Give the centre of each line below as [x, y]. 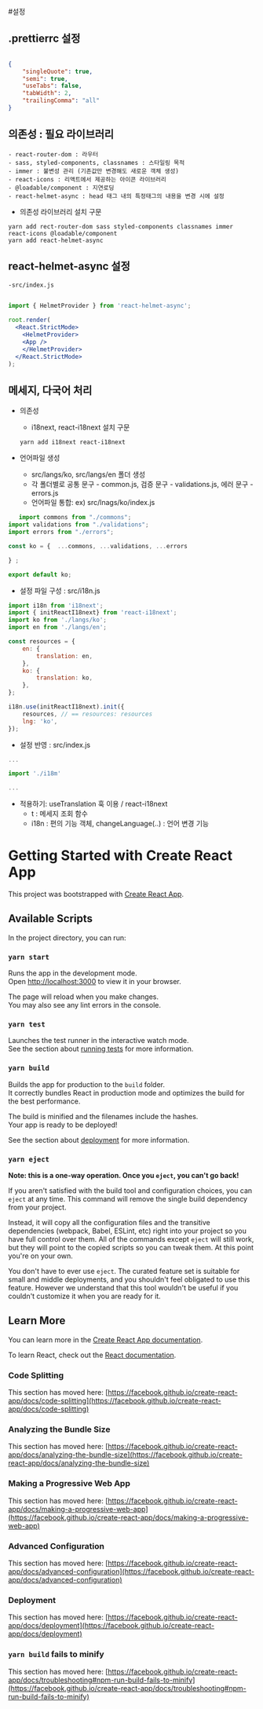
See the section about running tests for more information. [101, 1049]
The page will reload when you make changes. [84, 997]
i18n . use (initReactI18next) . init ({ [66, 707]
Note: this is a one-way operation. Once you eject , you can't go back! [124, 1176]
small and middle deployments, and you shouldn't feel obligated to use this [129, 1279]
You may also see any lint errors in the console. [84, 1005]
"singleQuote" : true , [57, 71]
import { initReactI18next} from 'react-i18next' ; [93, 613]
